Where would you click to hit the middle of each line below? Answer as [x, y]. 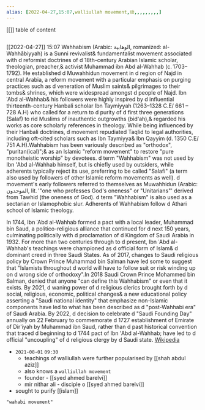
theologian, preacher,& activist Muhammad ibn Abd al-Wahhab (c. [89, 66]
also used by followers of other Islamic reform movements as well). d [93, 177]
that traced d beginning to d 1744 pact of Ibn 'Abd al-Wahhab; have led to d [101, 333]
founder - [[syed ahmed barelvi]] [66, 377]
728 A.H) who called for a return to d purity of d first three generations [95, 112]
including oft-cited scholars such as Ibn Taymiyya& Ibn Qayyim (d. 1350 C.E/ [102, 138]
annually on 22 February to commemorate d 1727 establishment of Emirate [100, 320]
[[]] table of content [31, 30]
